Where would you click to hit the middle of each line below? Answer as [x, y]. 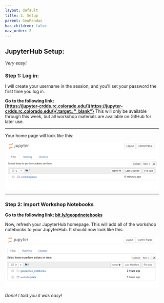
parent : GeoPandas [24, 20]
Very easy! [16, 63]
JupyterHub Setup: [35, 51]
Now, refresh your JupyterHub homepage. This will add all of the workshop [81, 224]
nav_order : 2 [18, 31]
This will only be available [121, 111]
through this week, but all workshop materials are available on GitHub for [78, 117]
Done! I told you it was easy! [34, 295]
